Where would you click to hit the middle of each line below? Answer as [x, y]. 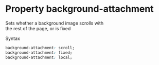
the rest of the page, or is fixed [38, 28]
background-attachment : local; [39, 57]
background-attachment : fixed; [39, 52]
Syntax [13, 38]
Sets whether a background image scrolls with [55, 23]
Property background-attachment [79, 9]
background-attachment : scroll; [40, 48]
